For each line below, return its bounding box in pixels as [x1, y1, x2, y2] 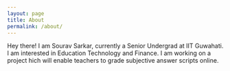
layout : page [7, 10, 45, 17]
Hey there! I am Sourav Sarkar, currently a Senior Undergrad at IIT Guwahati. [7, 42, 224, 50]
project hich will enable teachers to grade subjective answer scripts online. [7, 57, 219, 65]
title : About [7, 17, 45, 23]
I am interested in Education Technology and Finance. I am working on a [7, 49, 211, 57]
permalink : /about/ [7, 23, 63, 30]
